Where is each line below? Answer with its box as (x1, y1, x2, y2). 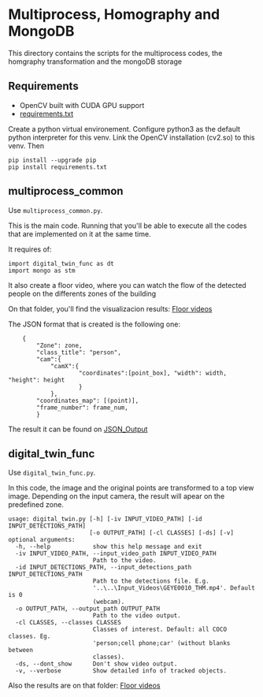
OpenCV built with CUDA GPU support (19, 100, 145, 110)
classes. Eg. (8, 632, 51, 640)
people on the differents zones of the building (8, 289, 157, 298)
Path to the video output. (92, 612, 181, 620)
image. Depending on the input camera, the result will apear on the (8, 491, 225, 501)
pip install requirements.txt (8, 163, 108, 171)
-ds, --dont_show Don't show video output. (15, 660, 178, 668)
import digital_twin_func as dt (8, 259, 114, 267)
